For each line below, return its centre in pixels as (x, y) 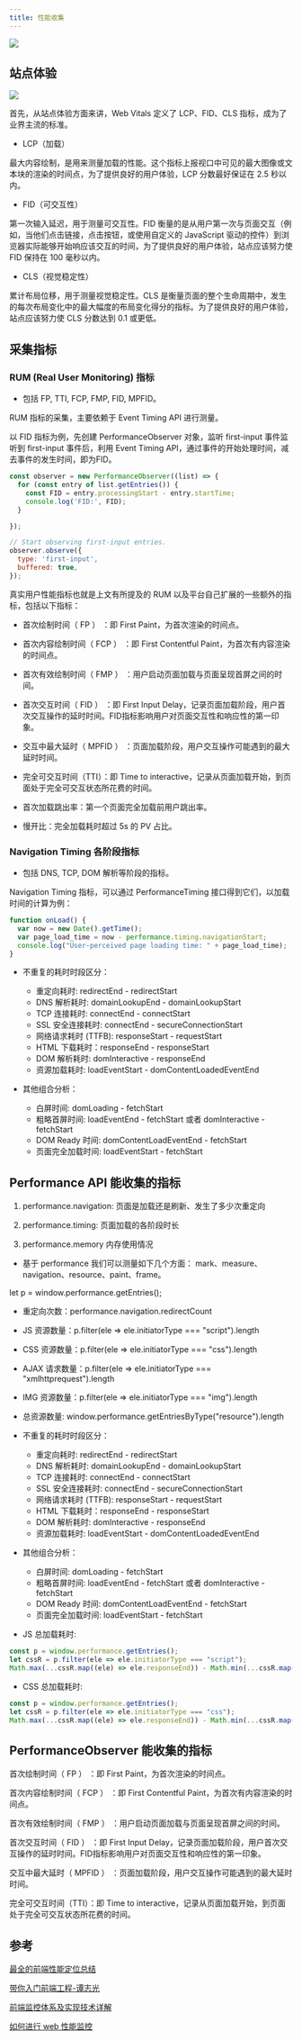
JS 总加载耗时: (49, 1634)
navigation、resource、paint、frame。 (94, 1275)
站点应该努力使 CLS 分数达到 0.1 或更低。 (85, 318)
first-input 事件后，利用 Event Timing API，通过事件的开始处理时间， (154, 448)
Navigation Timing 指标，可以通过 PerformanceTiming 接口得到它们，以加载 (150, 892)
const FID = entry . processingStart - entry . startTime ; (130, 493)
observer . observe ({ (46, 551)
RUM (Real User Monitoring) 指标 (82, 377)
